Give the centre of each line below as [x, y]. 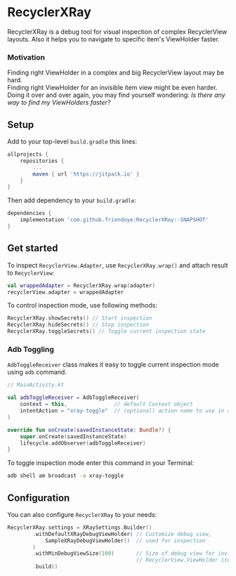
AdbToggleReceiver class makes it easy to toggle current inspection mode [113, 365]
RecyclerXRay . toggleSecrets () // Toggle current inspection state [106, 332]
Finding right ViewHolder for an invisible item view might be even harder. [112, 88]
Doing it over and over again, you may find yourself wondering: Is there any [117, 95]
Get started [33, 248]
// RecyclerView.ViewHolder [177, 560]
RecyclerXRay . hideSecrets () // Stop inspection [78, 325]
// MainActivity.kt [36, 385]
